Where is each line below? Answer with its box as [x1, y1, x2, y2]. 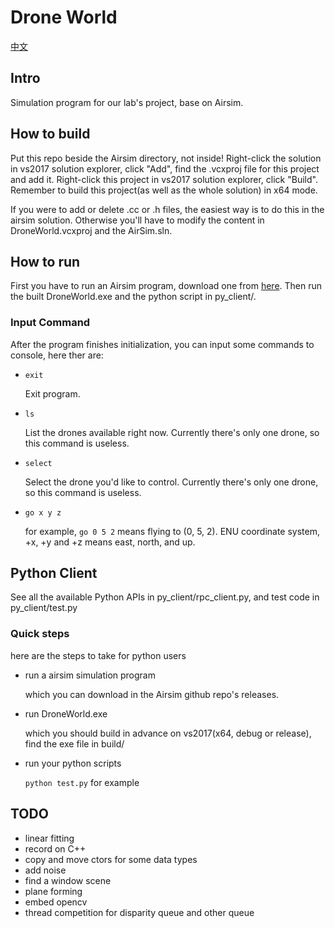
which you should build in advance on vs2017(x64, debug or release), [24, 727, 312, 739]
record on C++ [24, 842, 87, 855]
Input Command [10, 316, 91, 330]
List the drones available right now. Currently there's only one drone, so [24, 426, 320, 438]
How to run [10, 253, 81, 270]
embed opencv [24, 896, 88, 908]
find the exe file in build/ [24, 737, 125, 750]
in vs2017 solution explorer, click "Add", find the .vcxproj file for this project [10, 162, 320, 175]
